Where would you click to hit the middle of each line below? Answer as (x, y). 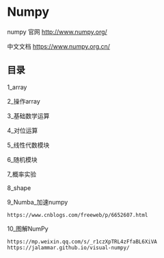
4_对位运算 (23, 130)
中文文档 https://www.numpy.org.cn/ (59, 46)
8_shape (19, 188)
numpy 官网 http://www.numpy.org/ (57, 32)
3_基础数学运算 (28, 116)
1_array (17, 87)
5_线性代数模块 (28, 145)
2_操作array (24, 101)
